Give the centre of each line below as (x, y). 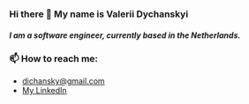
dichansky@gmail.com (63, 81)
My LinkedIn (45, 91)
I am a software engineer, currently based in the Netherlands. (125, 35)
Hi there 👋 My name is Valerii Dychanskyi (99, 14)
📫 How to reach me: (54, 58)
